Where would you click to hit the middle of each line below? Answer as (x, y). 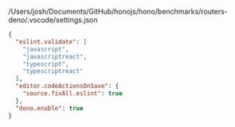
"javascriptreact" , (55, 56)
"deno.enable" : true (49, 108)
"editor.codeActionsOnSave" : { (67, 87)
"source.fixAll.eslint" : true (73, 94)
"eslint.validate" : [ (51, 42)
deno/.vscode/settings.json (53, 20)
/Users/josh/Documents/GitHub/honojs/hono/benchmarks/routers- (118, 12)
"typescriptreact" (53, 71)
